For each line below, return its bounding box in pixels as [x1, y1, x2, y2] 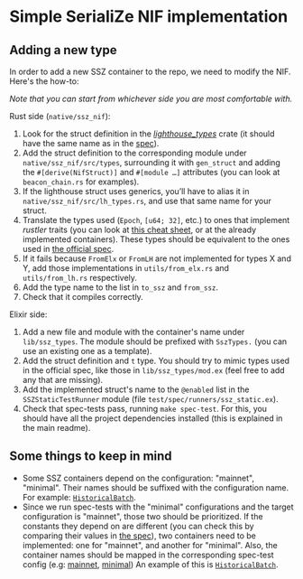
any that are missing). [22, 375, 104, 385]
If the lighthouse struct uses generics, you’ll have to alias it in [22, 186, 250, 196]
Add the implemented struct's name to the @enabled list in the [22, 384, 250, 395]
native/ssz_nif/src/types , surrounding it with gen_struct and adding [22, 157, 281, 168]
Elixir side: [9, 309, 48, 320]
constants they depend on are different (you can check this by [22, 520, 254, 531]
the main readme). [22, 423, 91, 433]
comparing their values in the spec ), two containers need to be [22, 530, 257, 541]
